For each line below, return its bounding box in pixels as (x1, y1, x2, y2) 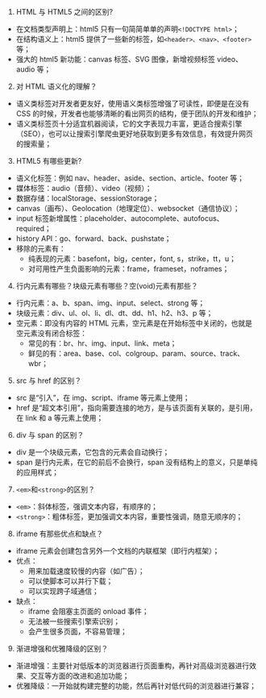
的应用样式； (15, 467, 59, 477)
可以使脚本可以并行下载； (27, 576, 114, 586)
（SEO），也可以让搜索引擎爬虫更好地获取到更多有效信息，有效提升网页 (15, 129, 253, 139)
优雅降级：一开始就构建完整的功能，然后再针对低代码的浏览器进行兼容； (15, 681, 256, 691)
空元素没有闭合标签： (15, 329, 87, 338)
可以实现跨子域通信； (27, 587, 99, 596)
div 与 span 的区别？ (15, 430, 85, 439)
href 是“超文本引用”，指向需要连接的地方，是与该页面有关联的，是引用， (15, 403, 257, 413)
